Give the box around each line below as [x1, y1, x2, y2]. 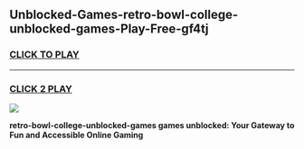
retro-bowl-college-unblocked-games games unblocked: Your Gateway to [9, 119, 295, 130]
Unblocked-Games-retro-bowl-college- [9, 7, 239, 23]
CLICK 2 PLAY [9, 82, 72, 95]
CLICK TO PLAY [9, 49, 80, 61]
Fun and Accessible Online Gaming [9, 129, 144, 140]
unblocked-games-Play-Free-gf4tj [9, 22, 209, 37]
